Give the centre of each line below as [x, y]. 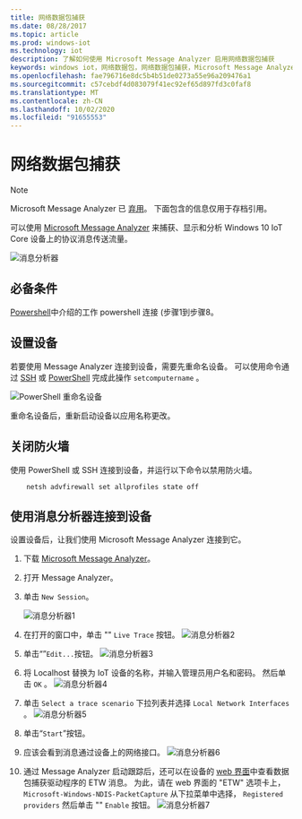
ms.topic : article [44, 34]
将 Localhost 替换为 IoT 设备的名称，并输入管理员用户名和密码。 [142, 673]
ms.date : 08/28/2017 [49, 26]
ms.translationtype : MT [55, 92]
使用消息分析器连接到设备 [81, 516]
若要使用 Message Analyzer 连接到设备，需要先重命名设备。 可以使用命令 [146, 366]
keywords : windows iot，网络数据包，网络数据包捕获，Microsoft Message [137, 68]
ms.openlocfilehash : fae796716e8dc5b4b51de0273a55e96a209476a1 [131, 76]
